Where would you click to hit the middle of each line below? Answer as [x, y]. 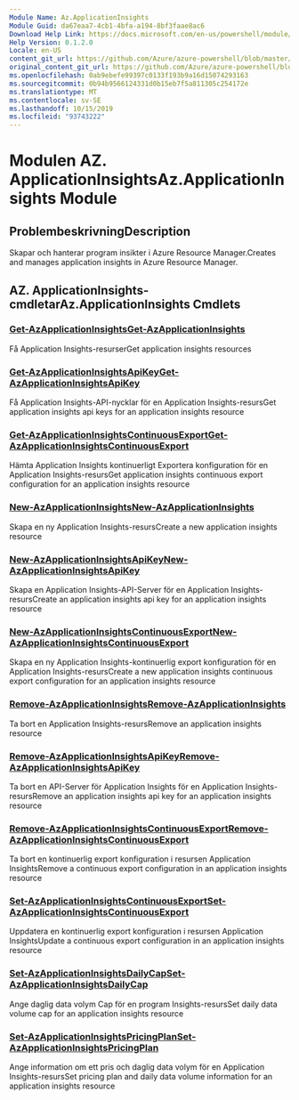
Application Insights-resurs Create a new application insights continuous [141, 672]
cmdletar [35, 304]
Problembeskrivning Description [100, 231]
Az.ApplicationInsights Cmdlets [150, 304]
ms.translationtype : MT [53, 92]
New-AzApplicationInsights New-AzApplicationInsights [132, 507]
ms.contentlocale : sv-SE [55, 100]
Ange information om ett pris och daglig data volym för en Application [137, 1067]
